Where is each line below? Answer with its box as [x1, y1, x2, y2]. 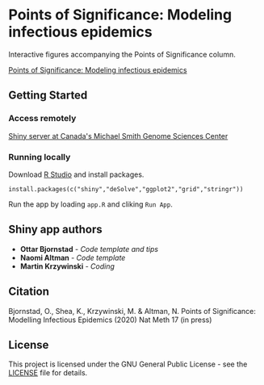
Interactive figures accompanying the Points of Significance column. [8, 49, 236, 59]
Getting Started [8, 89, 88, 103]
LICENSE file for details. [8, 368, 88, 378]
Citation [8, 285, 50, 299]
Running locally [8, 151, 71, 162]
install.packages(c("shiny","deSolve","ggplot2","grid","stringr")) [8, 185, 244, 193]
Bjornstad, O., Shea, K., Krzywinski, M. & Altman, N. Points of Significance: [8, 306, 257, 316]
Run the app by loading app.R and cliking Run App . [8, 199, 174, 209]
